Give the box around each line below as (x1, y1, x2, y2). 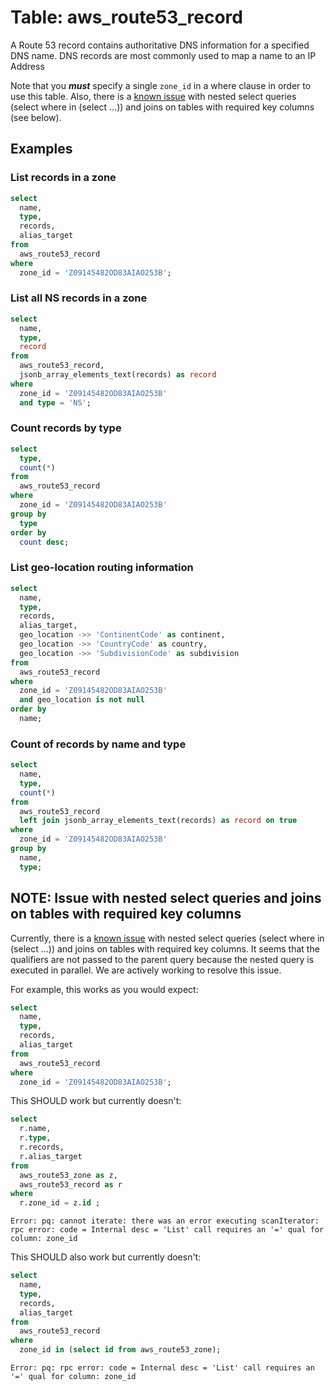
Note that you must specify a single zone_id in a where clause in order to (10, 79, 312, 91)
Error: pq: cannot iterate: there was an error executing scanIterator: (10, 1216, 320, 1226)
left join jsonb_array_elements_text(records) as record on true (19, 816, 298, 826)
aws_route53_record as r (19, 1179, 123, 1190)
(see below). (10, 111, 62, 123)
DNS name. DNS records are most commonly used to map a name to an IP (10, 49, 317, 61)
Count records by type (10, 421, 122, 435)
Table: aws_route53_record (10, 6, 243, 29)
